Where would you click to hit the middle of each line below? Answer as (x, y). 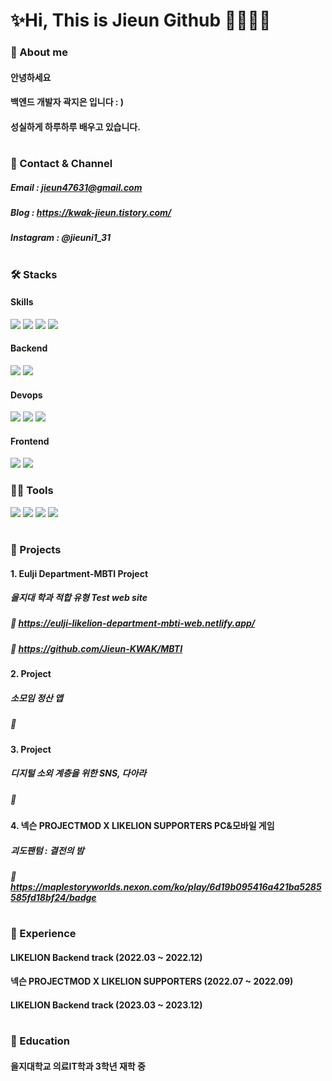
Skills (22, 302)
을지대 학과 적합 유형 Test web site (79, 598)
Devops (26, 395)
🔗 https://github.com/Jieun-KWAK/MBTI (96, 648)
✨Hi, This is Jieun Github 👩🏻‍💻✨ (141, 20)
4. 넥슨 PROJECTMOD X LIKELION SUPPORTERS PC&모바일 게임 (142, 825)
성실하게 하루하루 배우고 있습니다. (75, 126)
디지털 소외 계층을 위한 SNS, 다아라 (78, 773)
